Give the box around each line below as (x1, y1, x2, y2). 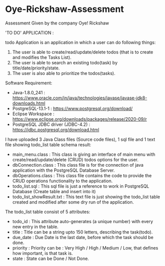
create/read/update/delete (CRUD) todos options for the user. (12, 156, 139, 163)
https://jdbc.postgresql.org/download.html (12, 126, 99, 133)
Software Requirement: (5, 80, 53, 86)
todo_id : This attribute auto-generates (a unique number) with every (12, 218, 153, 224)
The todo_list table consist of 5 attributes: (5, 209, 90, 215)
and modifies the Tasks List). (12, 54, 72, 60)
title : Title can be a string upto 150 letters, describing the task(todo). (12, 229, 153, 235)
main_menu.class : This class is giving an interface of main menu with (12, 151, 156, 157)
